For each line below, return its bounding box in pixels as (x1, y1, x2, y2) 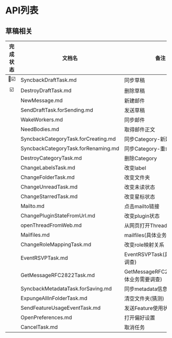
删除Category (124, 155, 157, 162)
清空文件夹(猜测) (124, 295, 165, 302)
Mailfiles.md (20, 231, 50, 238)
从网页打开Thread (124, 222, 167, 229)
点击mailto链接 (124, 203, 160, 210)
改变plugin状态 (124, 213, 160, 219)
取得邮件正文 (124, 126, 155, 133)
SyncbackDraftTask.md (20, 76, 77, 83)
